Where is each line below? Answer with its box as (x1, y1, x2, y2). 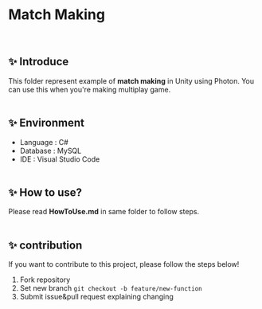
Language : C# (19, 137, 69, 147)
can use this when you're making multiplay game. (8, 84, 171, 94)
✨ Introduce (8, 55, 69, 68)
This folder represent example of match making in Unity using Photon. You (8, 76, 255, 85)
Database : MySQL (19, 146, 82, 155)
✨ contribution (8, 238, 83, 252)
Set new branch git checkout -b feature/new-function (19, 284, 202, 293)
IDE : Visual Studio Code (19, 154, 100, 164)
